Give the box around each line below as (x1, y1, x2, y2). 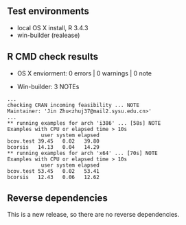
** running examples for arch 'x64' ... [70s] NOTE (7, 150, 158, 156)
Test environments (7, 5, 89, 17)
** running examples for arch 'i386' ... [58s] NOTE (7, 119, 161, 126)
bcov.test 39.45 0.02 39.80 (7, 137, 100, 145)
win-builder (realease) (16, 31, 80, 39)
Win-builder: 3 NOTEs (16, 82, 80, 91)
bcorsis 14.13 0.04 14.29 (7, 143, 100, 150)
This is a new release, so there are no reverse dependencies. (7, 211, 180, 219)
